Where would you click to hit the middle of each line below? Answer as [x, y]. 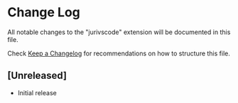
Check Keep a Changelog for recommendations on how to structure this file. [119, 53]
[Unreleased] [37, 76]
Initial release [37, 92]
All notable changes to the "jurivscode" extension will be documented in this [119, 32]
